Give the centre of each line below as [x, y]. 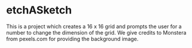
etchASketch [39, 10]
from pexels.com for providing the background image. [72, 39]
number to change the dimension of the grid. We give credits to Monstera [96, 32]
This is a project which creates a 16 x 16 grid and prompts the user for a [94, 26]
